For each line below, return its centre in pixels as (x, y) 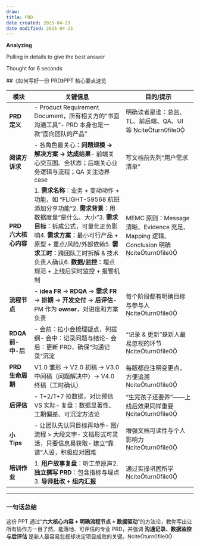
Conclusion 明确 (149, 245)
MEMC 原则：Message (158, 218)
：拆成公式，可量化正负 (79, 226)
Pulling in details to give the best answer (56, 57)
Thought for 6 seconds (34, 69)
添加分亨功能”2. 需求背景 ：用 (75, 208)
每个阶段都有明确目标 (156, 297)
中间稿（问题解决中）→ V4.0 (74, 377)
